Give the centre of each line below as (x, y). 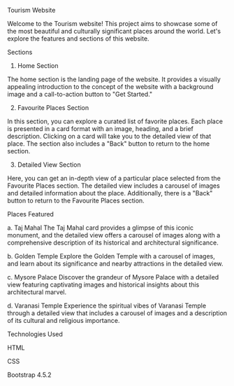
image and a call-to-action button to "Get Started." (80, 94)
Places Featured (31, 214)
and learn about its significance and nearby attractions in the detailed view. (115, 263)
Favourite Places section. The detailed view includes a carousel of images (114, 186)
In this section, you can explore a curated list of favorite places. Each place (115, 121)
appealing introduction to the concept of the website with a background (110, 87)
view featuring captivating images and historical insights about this (103, 284)
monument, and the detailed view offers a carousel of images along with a (114, 235)
